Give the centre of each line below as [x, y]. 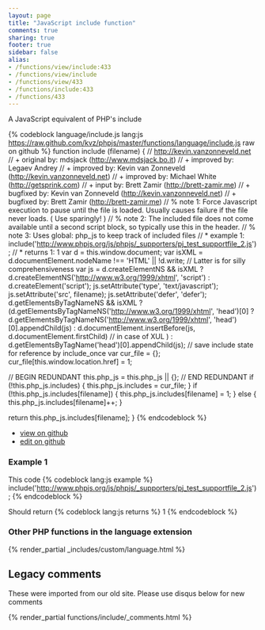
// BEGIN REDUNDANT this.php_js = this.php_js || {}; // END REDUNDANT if [131, 377]
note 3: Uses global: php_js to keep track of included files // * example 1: [127, 235]
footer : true [30, 45]
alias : [19, 60]
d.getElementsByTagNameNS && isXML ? [76, 303]
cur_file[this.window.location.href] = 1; [70, 362]
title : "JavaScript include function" [72, 23]
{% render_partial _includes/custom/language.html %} [97, 549]
